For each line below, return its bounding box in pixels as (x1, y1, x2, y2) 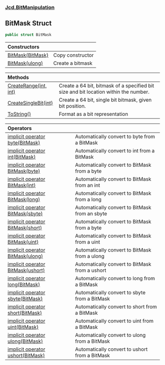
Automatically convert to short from (75, 303, 157, 310)
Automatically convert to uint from (75, 317, 154, 324)
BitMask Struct (5, 19, 52, 28)
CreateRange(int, (7, 82, 47, 89)
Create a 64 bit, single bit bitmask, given (58, 96, 152, 103)
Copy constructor (53, 51, 94, 58)
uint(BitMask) (7, 324, 39, 330)
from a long (75, 196, 102, 203)
